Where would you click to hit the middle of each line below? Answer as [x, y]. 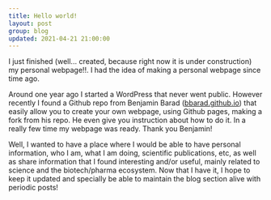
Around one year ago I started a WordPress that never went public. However [135, 95]
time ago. [24, 79]
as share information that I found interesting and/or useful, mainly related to [134, 162]
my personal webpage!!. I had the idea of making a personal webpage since [135, 70]
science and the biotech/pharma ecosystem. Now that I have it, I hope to [129, 170]
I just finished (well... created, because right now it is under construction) [130, 62]
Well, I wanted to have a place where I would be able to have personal [125, 145]
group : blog [28, 31]
